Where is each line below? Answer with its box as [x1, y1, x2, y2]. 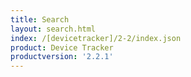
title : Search [10, 14, 70, 25]
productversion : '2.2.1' [10, 52, 114, 62]
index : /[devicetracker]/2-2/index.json [10, 33, 182, 43]
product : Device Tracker [10, 42, 114, 53]
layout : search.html [10, 24, 97, 34]
